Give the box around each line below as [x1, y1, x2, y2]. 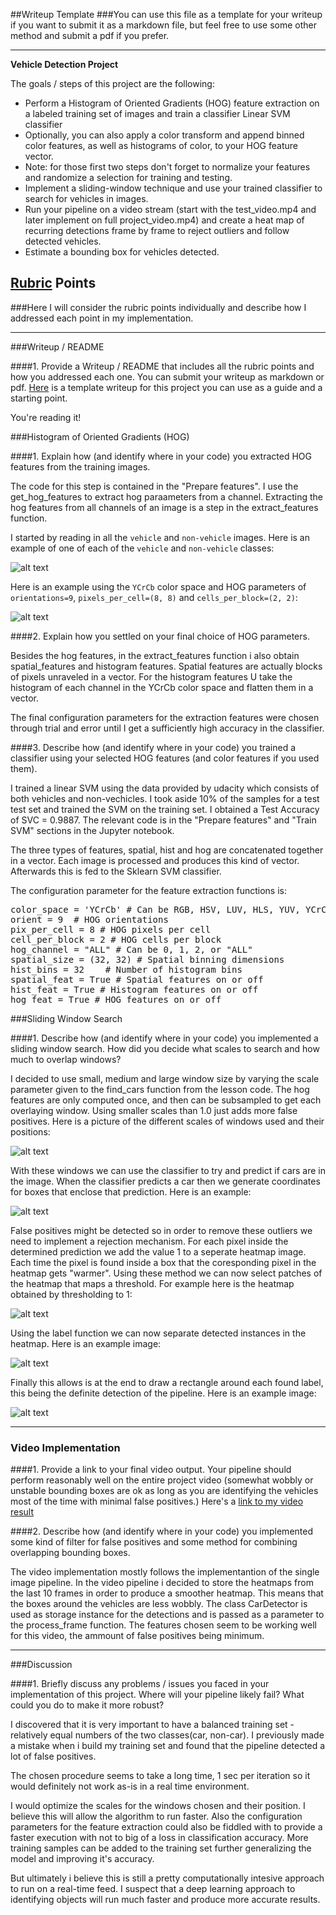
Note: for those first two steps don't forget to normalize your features [24, 161, 311, 173]
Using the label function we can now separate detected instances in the [10, 1327, 307, 1339]
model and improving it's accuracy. [10, 1853, 155, 1865]
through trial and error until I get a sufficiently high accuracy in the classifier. [10, 722, 325, 734]
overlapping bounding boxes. [10, 1547, 131, 1559]
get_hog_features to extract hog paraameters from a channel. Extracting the [10, 490, 323, 503]
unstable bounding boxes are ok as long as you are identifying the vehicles [10, 1485, 319, 1497]
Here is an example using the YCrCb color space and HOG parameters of [10, 580, 307, 593]
